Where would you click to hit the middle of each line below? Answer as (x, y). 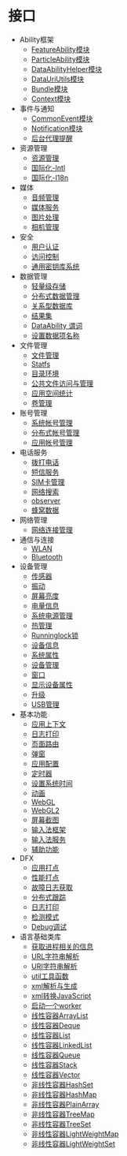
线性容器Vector (56, 1075)
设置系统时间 (52, 783)
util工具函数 (50, 976)
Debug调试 (49, 926)
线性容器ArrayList (60, 1016)
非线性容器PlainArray (65, 1104)
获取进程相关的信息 (62, 946)
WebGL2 (45, 810)
